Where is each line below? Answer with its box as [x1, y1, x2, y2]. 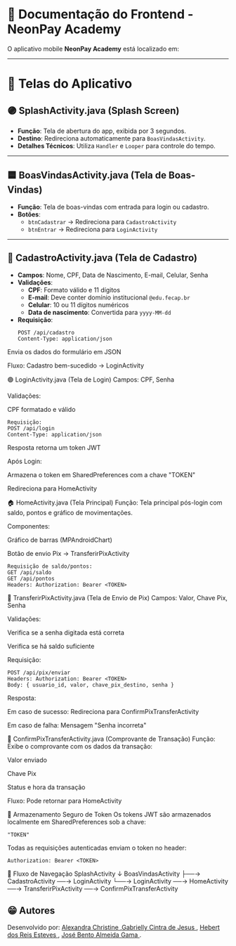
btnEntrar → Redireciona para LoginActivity [27, 225, 158, 233]
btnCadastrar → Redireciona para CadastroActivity [27, 217, 177, 226]
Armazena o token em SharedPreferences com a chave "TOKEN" [7, 470, 195, 479]
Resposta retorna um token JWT [7, 443, 101, 452]
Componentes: [7, 521, 51, 530]
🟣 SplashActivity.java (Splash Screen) [7, 105, 180, 117]
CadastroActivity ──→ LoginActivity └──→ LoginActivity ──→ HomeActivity [7, 876, 228, 885]
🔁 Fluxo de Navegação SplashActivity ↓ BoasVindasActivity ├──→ [7, 869, 201, 878]
